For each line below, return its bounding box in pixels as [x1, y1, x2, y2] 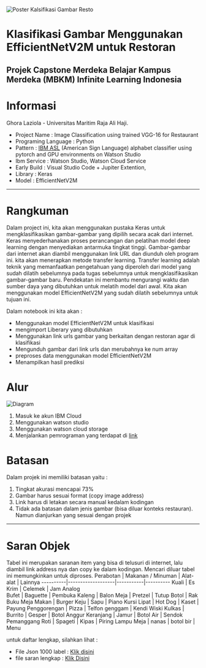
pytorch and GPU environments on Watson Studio [15, 150, 141, 158]
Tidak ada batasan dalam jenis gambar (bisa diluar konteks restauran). [15, 505, 193, 512]
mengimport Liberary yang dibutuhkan [15, 326, 113, 334]
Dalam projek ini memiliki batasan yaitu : [6, 474, 108, 481]
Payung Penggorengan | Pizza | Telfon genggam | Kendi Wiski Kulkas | [6, 605, 185, 612]
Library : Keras [15, 170, 53, 177]
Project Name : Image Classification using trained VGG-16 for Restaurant [15, 131, 199, 138]
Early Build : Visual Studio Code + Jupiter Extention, [15, 163, 146, 171]
